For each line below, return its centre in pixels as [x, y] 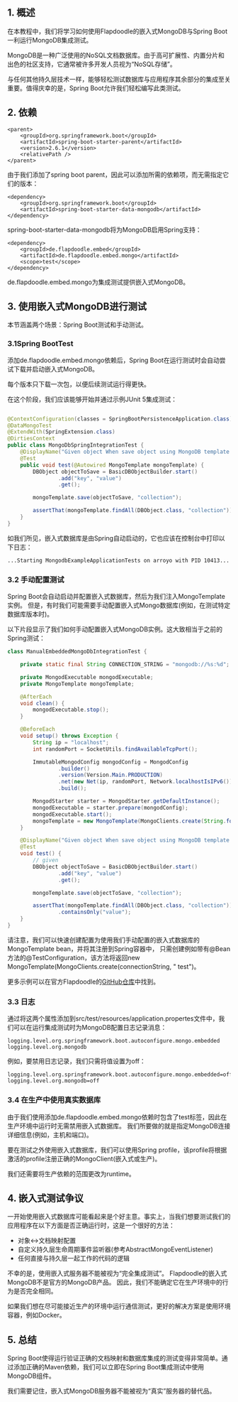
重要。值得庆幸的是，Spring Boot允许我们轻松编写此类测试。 [96, 88]
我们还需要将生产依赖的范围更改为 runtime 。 [72, 1173]
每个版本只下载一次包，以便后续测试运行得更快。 [79, 384]
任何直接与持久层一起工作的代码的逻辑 [73, 1259]
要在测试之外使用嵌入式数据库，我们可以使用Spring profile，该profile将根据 [117, 1150]
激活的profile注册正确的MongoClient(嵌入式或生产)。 [84, 1158]
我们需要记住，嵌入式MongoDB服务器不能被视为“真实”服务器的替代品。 [112, 1391]
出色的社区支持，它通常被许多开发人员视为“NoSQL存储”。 [92, 64]
